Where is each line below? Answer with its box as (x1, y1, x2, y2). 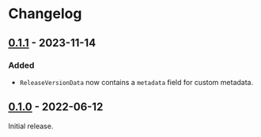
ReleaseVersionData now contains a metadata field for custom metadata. (19, 77, 254, 87)
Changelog (8, 5, 82, 23)
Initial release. (8, 121, 54, 131)
